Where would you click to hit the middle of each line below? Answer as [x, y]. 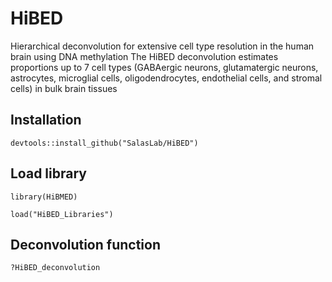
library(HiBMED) [44, 197]
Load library [48, 173]
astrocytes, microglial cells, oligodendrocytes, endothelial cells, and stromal [166, 78]
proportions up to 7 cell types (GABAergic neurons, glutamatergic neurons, [164, 67]
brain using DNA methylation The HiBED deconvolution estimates [144, 56]
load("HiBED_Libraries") [62, 214]
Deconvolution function [85, 244]
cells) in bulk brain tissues [64, 88]
